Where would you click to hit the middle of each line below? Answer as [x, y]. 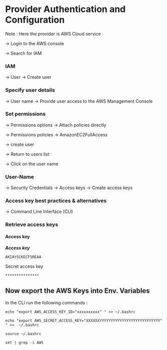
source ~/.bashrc [23, 334]
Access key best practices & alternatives [56, 201]
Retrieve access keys [32, 225]
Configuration [35, 20]
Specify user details [30, 90]
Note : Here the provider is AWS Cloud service [53, 34]
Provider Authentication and [65, 9]
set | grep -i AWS [24, 343]
